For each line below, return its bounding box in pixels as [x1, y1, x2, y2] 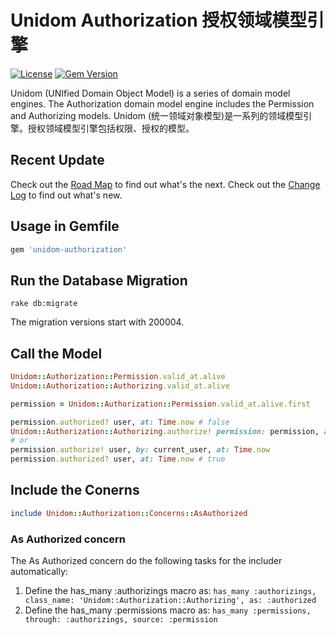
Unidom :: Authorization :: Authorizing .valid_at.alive [10, 381, 230, 391]
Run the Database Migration [10, 272, 188, 289]
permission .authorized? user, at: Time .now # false [10, 417, 230, 427]
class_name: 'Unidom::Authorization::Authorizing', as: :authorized [24, 596, 317, 606]
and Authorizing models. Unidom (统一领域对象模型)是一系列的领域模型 [10, 109, 304, 121]
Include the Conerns [10, 482, 140, 499]
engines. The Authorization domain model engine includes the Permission [10, 97, 315, 110]
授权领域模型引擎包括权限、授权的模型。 [27, 122, 195, 134]
